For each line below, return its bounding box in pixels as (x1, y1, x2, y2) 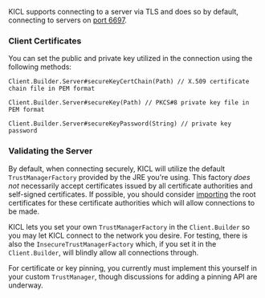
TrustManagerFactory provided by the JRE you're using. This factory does (8, 172, 251, 182)
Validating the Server (8, 145, 93, 157)
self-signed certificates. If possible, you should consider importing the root (8, 189, 256, 199)
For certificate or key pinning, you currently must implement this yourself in (8, 263, 258, 272)
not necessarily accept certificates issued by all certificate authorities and (8, 181, 253, 190)
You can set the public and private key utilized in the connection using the (8, 54, 253, 63)
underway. (8, 280, 44, 290)
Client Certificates (8, 35, 82, 47)
